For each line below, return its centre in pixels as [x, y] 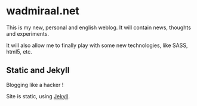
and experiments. [28, 33]
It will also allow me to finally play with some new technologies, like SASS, [97, 45]
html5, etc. [19, 51]
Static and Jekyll [38, 71]
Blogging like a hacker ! [35, 85]
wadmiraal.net [43, 11]
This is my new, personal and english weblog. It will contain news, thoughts [98, 27]
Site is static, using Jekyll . [38, 96]
